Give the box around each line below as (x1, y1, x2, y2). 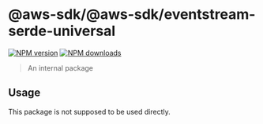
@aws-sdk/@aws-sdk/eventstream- (8, 5, 256, 24)
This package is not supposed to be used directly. (8, 107, 171, 116)
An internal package (27, 63, 93, 72)
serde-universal (8, 22, 116, 40)
